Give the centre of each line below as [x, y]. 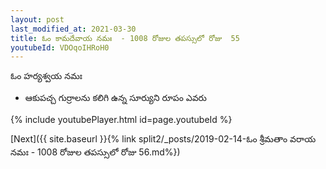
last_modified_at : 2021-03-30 [73, 29]
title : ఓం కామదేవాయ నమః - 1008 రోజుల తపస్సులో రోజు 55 [125, 38]
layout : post [37, 19]
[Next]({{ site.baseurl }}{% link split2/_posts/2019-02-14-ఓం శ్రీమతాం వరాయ [163, 139]
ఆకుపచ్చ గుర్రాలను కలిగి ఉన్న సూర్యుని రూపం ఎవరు [115, 98]
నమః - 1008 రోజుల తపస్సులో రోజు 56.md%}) [95, 152]
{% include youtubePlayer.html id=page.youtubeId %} [121, 120]
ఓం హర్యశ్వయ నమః [46, 76]
